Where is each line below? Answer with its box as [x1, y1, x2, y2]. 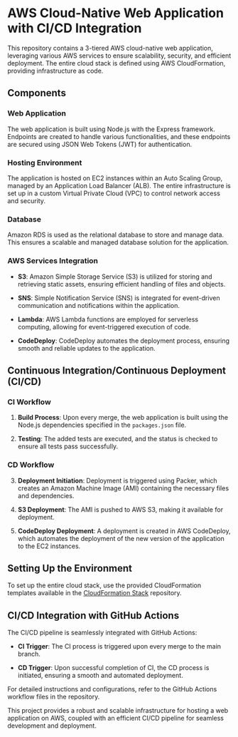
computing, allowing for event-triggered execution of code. [17, 322, 191, 331]
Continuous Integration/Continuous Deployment [7, 364, 226, 376]
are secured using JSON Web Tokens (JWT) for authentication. [7, 140, 193, 148]
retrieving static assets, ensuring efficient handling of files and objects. [17, 279, 226, 288]
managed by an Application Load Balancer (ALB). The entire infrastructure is [7, 181, 231, 190]
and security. [7, 196, 46, 205]
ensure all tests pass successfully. [17, 442, 119, 450]
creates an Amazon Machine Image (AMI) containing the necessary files [17, 483, 229, 493]
